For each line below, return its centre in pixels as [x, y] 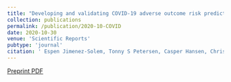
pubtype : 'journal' [35, 45]
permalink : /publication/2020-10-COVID [64, 26]
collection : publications [44, 20]
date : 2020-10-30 [32, 32]
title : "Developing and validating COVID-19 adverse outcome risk [104, 13]
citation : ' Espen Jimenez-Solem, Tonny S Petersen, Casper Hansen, [107, 52]
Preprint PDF [25, 71]
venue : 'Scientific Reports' [49, 39]
